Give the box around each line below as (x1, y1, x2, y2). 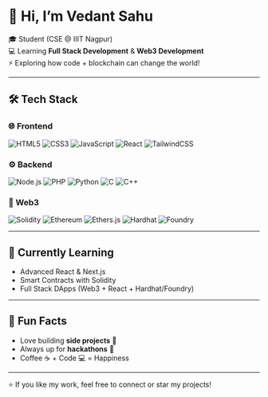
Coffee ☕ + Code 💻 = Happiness (19, 353, 129, 363)
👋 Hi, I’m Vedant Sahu (8, 7, 154, 26)
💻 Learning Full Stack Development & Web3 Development (8, 46, 204, 55)
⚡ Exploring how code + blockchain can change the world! (8, 58, 200, 67)
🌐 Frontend (8, 121, 53, 132)
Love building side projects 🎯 (19, 335, 117, 345)
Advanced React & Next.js (19, 267, 106, 276)
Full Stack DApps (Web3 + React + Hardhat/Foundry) (19, 284, 195, 294)
